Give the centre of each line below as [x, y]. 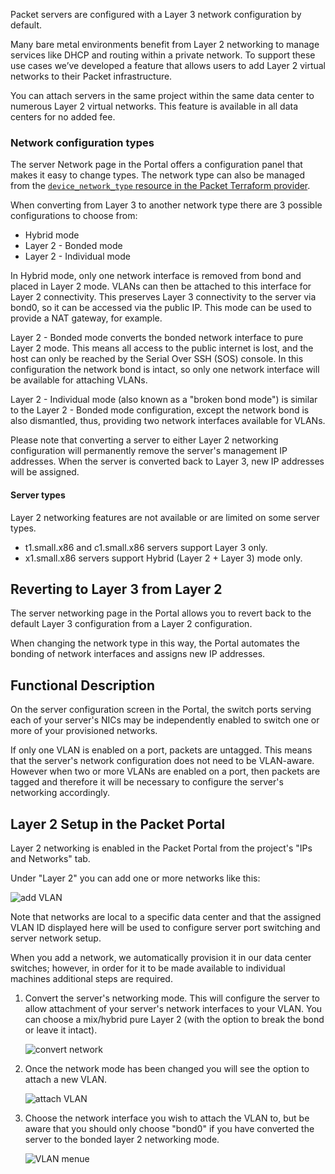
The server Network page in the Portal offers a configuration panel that [156, 165]
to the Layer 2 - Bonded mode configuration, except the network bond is [160, 410]
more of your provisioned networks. [84, 731]
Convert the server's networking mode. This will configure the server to [172, 998]
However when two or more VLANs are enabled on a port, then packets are [165, 771]
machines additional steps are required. [91, 978]
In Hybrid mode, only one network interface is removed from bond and [156, 276]
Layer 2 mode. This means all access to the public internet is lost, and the [162, 348]
